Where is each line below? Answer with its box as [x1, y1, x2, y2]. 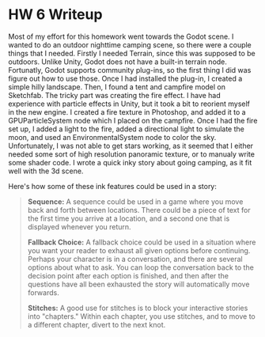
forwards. [27, 287, 59, 297]
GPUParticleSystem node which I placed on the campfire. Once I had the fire [8, 115, 258, 125]
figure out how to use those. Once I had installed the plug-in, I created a [8, 74, 243, 83]
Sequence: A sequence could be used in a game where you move [27, 196, 244, 206]
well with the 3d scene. [8, 166, 84, 176]
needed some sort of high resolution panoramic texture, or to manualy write [8, 149, 256, 159]
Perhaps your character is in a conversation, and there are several [27, 254, 243, 263]
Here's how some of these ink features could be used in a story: [8, 181, 218, 191]
